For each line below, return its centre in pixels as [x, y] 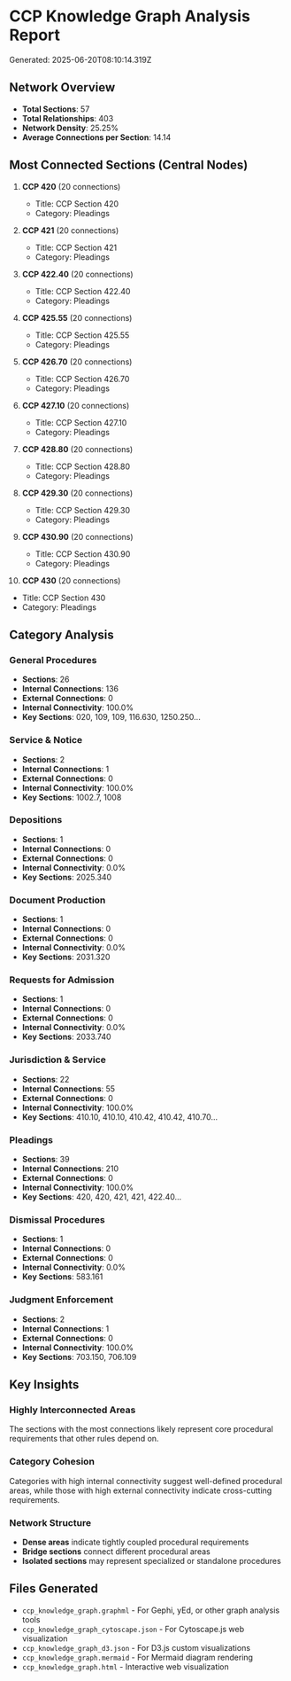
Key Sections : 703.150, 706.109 [79, 1357]
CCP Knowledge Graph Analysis [130, 16]
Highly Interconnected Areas [73, 1410]
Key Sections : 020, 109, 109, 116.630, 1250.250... [111, 717]
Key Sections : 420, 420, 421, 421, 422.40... [102, 1197]
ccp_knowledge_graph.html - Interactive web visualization [126, 1666]
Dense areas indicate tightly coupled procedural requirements [135, 1542]
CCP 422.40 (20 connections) [78, 274]
